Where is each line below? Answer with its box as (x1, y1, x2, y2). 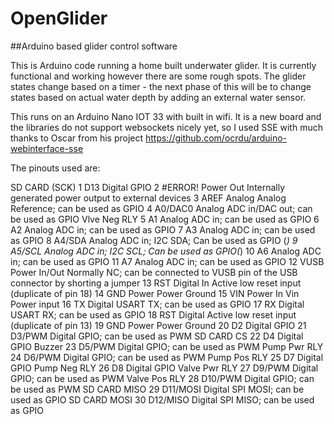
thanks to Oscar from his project (10, 132, 144, 144)
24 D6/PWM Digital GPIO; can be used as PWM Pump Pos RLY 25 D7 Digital (10, 351, 324, 363)
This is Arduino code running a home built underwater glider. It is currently (10, 59, 317, 71)
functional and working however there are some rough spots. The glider (10, 70, 307, 82)
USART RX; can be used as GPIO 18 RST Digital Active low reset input (10, 308, 297, 321)
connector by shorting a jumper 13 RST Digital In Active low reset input (10, 277, 302, 289)
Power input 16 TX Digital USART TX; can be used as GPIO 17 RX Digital (10, 298, 305, 310)
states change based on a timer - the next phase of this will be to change (10, 80, 312, 92)
